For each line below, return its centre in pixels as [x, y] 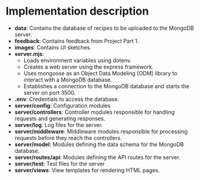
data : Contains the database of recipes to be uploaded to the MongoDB [104, 28]
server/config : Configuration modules [62, 105]
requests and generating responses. [60, 118]
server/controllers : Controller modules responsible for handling [95, 112]
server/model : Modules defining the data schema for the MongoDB [99, 144]
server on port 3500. [50, 92]
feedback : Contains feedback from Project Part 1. [77, 41]
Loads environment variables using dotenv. [78, 60]
